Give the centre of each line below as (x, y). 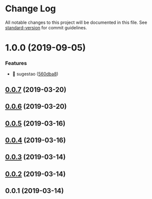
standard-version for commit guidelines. (46, 27)
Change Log (30, 9)
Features (16, 64)
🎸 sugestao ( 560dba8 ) (35, 74)
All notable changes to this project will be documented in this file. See (76, 22)
